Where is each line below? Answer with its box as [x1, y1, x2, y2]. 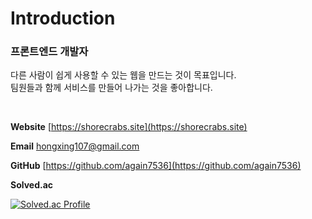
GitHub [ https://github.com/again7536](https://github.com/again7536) [10, 160, 302, 172]
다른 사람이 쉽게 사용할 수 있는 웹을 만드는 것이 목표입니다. [10, 69, 237, 81]
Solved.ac [10, 179, 54, 191]
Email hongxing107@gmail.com [10, 140, 140, 152]
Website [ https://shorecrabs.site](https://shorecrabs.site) [10, 121, 248, 133]
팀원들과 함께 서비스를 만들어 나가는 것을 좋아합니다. [10, 82, 213, 94]
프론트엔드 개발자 [10, 45, 89, 59]
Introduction [10, 7, 116, 30]
